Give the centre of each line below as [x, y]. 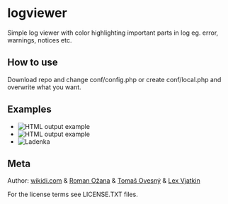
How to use [33, 63]
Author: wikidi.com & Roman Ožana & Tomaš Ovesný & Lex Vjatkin [104, 181]
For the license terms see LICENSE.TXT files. [73, 194]
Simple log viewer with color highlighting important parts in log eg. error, [113, 33]
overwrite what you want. [44, 87]
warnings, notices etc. [40, 40]
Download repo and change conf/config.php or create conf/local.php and [114, 79]
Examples [29, 109]
